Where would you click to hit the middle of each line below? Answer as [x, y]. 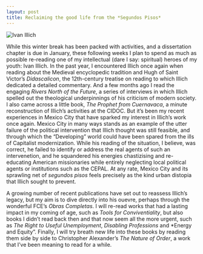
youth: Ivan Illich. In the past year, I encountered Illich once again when [95, 66]
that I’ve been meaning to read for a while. [59, 244]
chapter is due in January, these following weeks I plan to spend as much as [101, 53]
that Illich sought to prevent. [41, 181]
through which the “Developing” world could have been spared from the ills [100, 136]
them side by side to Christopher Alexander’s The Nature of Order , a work [98, 238]
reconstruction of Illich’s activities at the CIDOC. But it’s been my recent [95, 111]
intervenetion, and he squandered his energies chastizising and [85, 155]
